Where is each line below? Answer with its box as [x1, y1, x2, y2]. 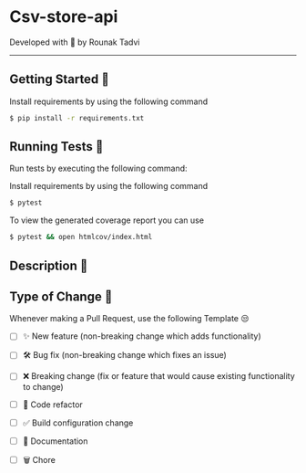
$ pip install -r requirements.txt [9, 113, 145, 122]
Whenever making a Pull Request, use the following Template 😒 [9, 313, 250, 324]
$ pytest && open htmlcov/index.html [9, 233, 153, 242]
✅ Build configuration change [22, 417, 134, 428]
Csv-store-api [9, 6, 118, 27]
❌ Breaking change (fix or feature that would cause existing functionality [22, 371, 296, 382]
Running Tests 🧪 [9, 139, 104, 154]
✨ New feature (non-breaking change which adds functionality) [22, 331, 261, 342]
